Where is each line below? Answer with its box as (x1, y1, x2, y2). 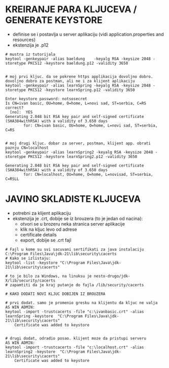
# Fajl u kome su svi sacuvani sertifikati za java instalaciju (5, 247, 144, 252)
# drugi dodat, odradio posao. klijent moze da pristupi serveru (5, 335, 146, 341)
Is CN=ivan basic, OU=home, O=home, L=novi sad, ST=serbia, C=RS (5, 101, 146, 106)
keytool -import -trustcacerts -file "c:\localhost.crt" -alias (5, 345, 144, 350)
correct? (5, 105, 24, 110)
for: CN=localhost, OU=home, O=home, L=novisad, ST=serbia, (23, 172, 153, 177)
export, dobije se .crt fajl (20, 237, 72, 243)
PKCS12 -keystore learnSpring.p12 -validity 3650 (27, 87, 136, 93)
